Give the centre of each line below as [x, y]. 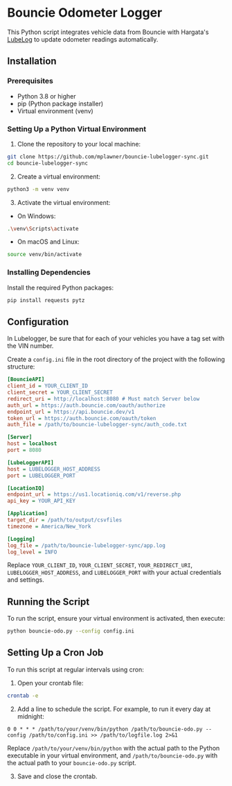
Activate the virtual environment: [64, 202]
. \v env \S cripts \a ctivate [43, 228]
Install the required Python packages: [61, 287]
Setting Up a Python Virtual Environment [77, 128]
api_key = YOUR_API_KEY [42, 501]
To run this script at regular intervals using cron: [75, 669]
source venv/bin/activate [44, 255]
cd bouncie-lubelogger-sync [48, 163]
